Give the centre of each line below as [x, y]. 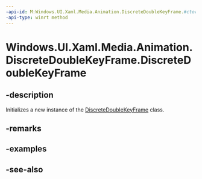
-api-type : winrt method [37, 17]
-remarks [24, 128]
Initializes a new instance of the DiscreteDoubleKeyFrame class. [85, 110]
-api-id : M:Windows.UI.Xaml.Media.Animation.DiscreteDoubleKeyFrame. [95, 12]
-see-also [24, 169]
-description [30, 95]
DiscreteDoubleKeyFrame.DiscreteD [98, 60]
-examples [26, 149]
